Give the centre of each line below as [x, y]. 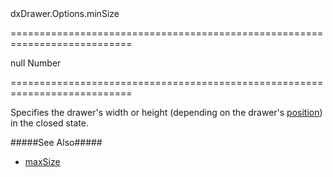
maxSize [42, 161]
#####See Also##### [56, 142]
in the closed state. [49, 123]
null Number [36, 63]
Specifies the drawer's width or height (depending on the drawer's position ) [166, 112]
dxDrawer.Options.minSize [65, 13]
